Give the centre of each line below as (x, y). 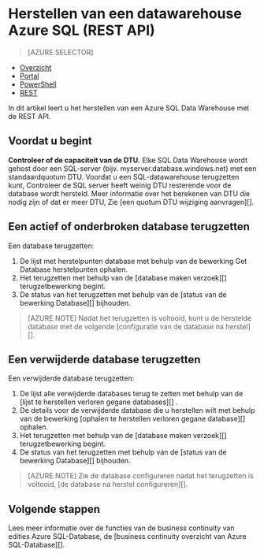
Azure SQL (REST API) (82, 30)
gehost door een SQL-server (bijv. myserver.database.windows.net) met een (133, 168)
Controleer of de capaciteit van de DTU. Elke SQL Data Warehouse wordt (128, 160)
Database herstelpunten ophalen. (74, 269)
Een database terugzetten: (51, 246)
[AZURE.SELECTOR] (60, 52)
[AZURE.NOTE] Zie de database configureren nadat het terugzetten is (140, 476)
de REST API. (30, 116)
